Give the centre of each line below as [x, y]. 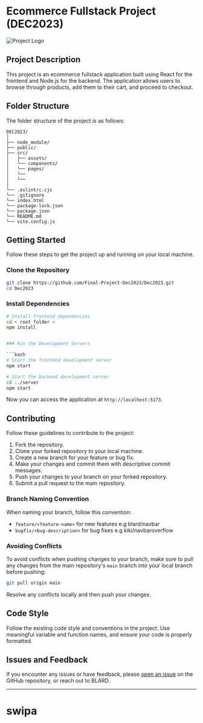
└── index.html [25, 201]
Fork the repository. [40, 445]
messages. [29, 471]
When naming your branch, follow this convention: [69, 512]
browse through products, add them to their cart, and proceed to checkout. [100, 87]
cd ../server [23, 382]
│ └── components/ [32, 163]
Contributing [31, 418]
